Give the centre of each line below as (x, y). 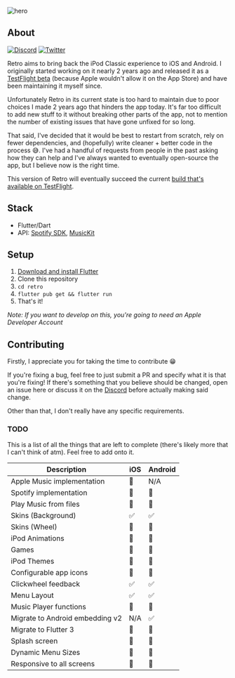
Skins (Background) (43, 515)
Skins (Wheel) (34, 526)
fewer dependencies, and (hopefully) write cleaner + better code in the (110, 142)
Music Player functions (48, 606)
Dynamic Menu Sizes (46, 652)
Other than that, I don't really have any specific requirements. (96, 411)
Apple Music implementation (58, 481)
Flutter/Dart (34, 225)
